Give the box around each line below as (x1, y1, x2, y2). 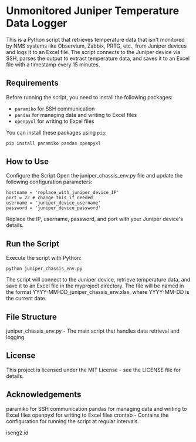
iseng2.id (6, 429, 29, 436)
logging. (6, 334, 26, 341)
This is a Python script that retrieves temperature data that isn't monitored (6, 36, 185, 43)
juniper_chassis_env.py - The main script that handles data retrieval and (6, 327, 180, 334)
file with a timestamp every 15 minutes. (6, 61, 100, 68)
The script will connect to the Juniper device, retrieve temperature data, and (6, 276, 191, 283)
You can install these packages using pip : (6, 129, 107, 136)
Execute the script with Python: (6, 255, 82, 262)
